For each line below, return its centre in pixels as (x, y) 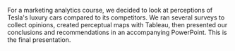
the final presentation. (39, 40)
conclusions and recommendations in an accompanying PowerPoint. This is (117, 32)
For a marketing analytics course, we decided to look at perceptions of (110, 10)
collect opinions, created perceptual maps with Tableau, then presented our (117, 25)
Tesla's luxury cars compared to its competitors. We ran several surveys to (116, 17)
